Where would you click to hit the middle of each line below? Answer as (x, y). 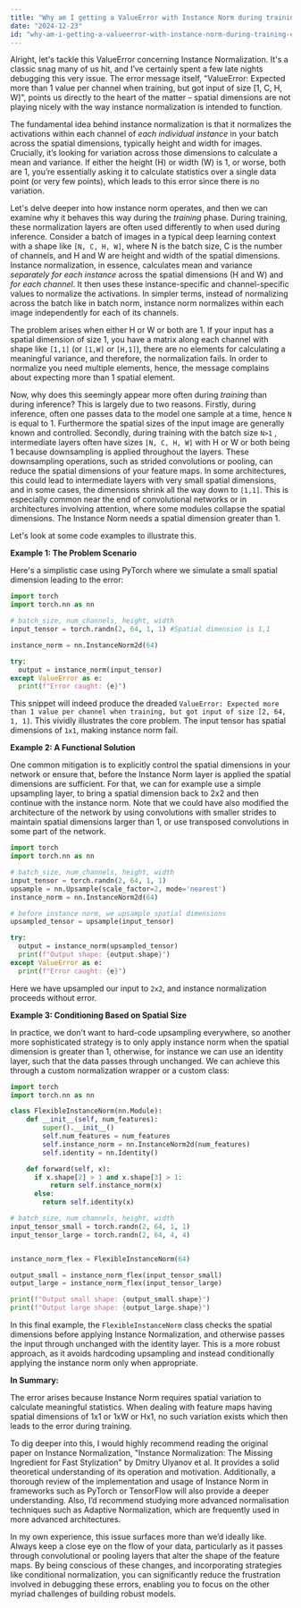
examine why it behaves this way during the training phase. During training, (149, 218)
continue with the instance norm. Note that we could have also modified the (150, 803)
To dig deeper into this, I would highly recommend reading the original (139, 1443)
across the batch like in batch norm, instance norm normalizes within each (147, 303)
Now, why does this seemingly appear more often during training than (138, 395)
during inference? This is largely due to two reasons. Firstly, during (133, 404)
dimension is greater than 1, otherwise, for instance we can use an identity (147, 1051)
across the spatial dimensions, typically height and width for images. (136, 143)
